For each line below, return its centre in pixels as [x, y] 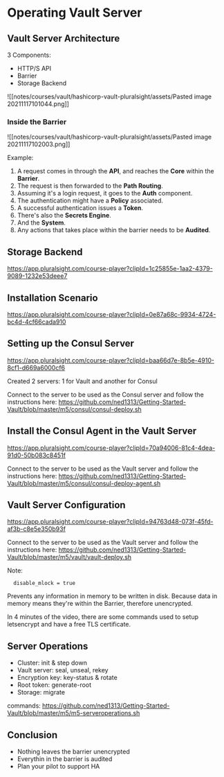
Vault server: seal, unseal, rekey [63, 670]
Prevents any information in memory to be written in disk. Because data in [112, 596]
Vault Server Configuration [66, 505]
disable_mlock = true [45, 584]
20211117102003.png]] [39, 144]
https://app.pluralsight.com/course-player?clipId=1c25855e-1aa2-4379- [110, 269]
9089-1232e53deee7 [37, 276]
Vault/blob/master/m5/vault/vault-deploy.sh [69, 557]
